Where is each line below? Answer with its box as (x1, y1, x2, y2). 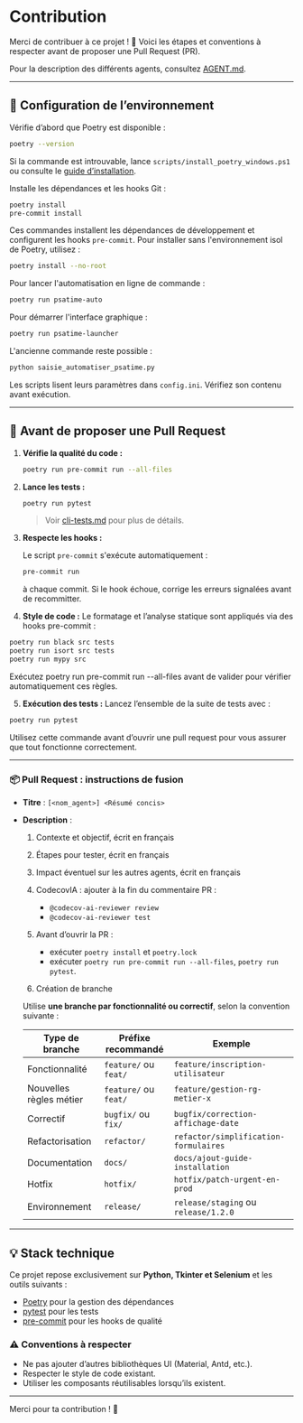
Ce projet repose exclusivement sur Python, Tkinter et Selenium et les (9, 1269, 273, 1279)
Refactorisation (26, 1135, 92, 1148)
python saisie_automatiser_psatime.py (9, 363, 155, 372)
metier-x (174, 1093, 212, 1103)
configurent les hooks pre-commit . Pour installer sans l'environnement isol (9, 235, 283, 246)
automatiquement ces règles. (9, 680, 118, 692)
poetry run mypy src (9, 655, 87, 665)
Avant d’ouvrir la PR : (35, 929, 114, 940)
